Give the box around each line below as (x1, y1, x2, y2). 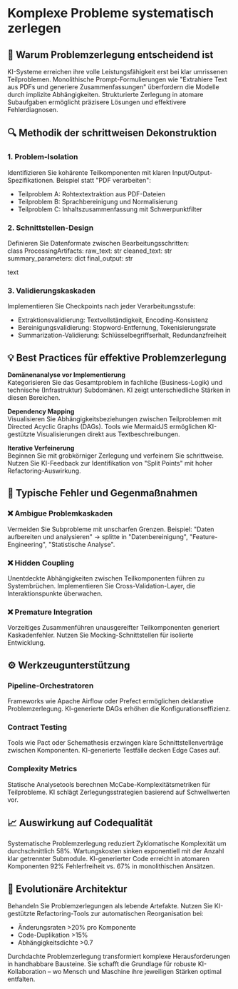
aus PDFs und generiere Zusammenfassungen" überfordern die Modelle (7, 83, 219, 91)
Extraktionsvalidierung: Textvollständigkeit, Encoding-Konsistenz (17, 316, 209, 324)
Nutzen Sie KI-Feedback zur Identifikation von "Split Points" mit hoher (7, 459, 213, 468)
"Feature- (189, 532, 218, 541)
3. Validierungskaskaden (7, 286, 96, 296)
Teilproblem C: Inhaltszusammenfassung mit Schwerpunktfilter (17, 205, 203, 214)
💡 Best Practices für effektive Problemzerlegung (7, 351, 227, 363)
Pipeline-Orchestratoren (7, 681, 94, 691)
